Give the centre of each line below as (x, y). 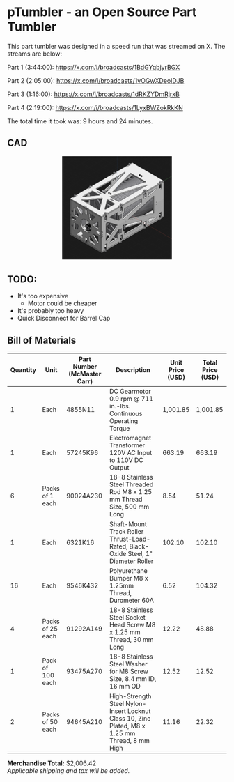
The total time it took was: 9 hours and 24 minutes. (80, 121)
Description (133, 370)
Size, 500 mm (129, 507)
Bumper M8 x (128, 578)
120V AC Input (131, 453)
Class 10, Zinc (130, 718)
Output (119, 468)
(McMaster (85, 374)
